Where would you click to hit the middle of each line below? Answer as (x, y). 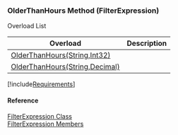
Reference (23, 100)
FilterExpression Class (40, 116)
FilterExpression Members (46, 124)
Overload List (27, 26)
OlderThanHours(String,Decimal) (65, 67)
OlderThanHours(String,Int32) (61, 55)
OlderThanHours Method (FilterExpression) (83, 11)
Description (147, 43)
